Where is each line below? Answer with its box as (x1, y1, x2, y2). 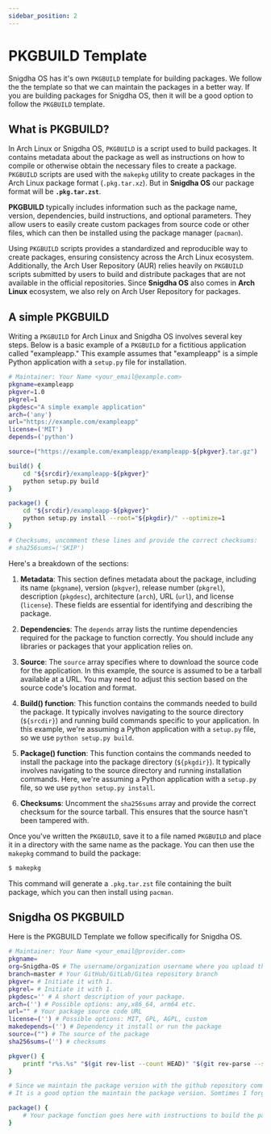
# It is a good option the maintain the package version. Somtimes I (8, 1090, 248, 1098)
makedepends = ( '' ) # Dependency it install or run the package (8, 1023, 222, 1031)
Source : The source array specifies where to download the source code (19, 657, 259, 666)
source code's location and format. (19, 682, 137, 692)
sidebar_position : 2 (8, 11, 78, 20)
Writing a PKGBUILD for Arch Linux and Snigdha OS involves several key (8, 332, 243, 342)
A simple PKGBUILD (8, 310, 110, 324)
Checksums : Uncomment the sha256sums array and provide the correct (19, 798, 256, 808)
